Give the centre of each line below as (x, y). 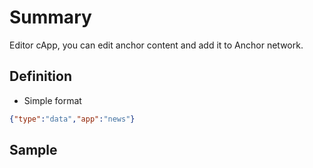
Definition (40, 76)
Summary (50, 17)
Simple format (52, 100)
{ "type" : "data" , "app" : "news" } (72, 119)
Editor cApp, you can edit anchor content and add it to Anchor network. (156, 45)
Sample (33, 150)
